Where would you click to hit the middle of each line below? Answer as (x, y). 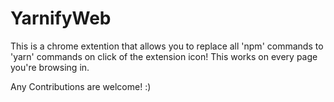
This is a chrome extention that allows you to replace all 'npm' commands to (167, 46)
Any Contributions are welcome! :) (81, 86)
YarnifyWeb (61, 18)
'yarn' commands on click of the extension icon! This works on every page (164, 56)
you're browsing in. (50, 67)
